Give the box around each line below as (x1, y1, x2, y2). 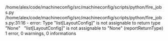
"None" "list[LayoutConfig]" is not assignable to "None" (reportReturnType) (5, 25, 163, 31)
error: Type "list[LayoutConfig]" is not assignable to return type (30, 20, 160, 26)
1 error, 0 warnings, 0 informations (5, 31, 76, 36)
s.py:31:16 (5, 20, 26, 26)
